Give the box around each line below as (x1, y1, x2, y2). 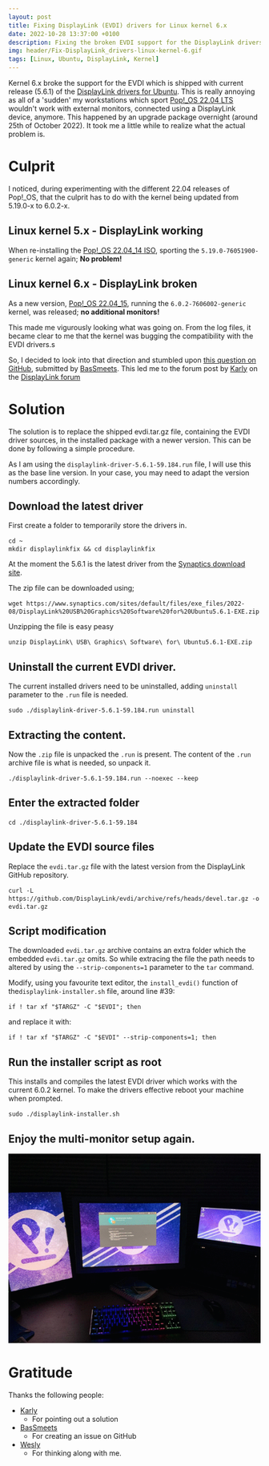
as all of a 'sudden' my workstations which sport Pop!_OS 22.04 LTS (8, 95, 234, 104)
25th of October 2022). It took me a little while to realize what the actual (8, 121, 246, 130)
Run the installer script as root (8, 1055, 162, 1069)
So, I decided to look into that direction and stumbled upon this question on (8, 355, 256, 365)
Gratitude (8, 1363, 74, 1382)
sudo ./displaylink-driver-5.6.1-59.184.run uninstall (8, 706, 195, 715)
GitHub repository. (8, 870, 70, 879)
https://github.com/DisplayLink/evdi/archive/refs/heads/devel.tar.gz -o (8, 895, 260, 903)
